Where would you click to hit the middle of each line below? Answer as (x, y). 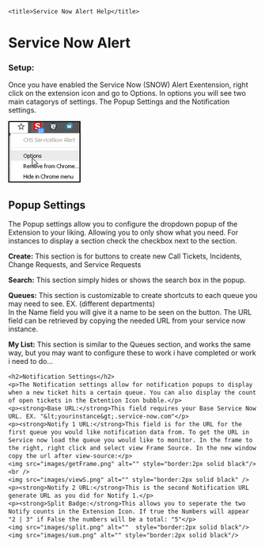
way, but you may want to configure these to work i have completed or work (132, 353)
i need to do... (31, 361)
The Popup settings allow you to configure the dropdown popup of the (123, 224)
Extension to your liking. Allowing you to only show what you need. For (123, 232)
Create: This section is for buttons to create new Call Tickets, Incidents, (125, 256)
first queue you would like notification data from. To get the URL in (129, 432)
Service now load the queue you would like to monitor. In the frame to (131, 440)
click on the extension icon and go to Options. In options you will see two (127, 94)
